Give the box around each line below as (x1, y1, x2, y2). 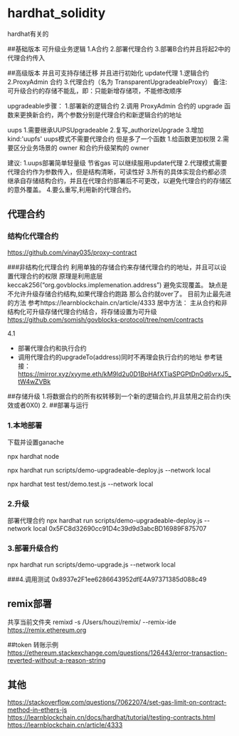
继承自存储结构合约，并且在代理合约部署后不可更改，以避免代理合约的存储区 (7, 176, 232, 185)
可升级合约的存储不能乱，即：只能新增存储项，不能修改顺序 (7, 86, 182, 95)
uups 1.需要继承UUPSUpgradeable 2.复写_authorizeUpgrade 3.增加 (7, 125, 204, 134)
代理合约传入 (7, 53, 45, 62)
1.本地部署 (7, 420, 43, 430)
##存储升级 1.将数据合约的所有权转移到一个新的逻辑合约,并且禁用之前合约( (7, 392, 225, 400)
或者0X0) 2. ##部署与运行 (13, 400, 89, 409)
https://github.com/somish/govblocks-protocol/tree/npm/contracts (7, 315, 204, 323)
